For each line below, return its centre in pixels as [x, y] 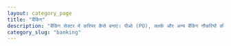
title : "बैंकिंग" [26, 20]
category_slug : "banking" [44, 32]
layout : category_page [40, 13]
